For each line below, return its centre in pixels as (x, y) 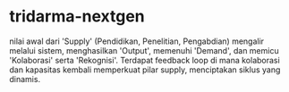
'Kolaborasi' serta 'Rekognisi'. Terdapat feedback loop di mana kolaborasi (144, 60)
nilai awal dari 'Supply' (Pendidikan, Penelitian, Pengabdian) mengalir (137, 41)
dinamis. (25, 79)
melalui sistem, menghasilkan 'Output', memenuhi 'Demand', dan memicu (144, 50)
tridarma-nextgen (77, 17)
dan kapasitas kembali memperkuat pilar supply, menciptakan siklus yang (145, 70)
